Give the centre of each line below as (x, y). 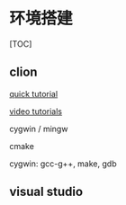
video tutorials (36, 111)
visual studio (46, 192)
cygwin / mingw (39, 129)
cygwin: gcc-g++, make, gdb (63, 164)
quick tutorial (34, 94)
